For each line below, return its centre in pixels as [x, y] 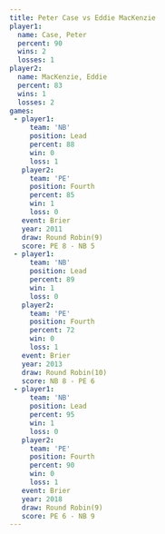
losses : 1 [36, 60]
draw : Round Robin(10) [64, 372]
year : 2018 [42, 499]
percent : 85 [52, 195]
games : [22, 111]
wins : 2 [32, 52]
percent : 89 [52, 280]
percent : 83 [40, 85]
